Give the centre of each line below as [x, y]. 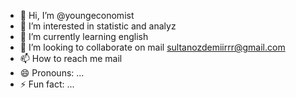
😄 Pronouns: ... [52, 73]
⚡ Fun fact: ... [47, 84]
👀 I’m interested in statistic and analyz [98, 26]
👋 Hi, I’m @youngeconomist [77, 15]
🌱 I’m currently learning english [84, 36]
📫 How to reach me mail [71, 58]
